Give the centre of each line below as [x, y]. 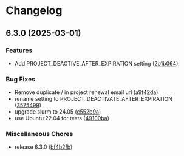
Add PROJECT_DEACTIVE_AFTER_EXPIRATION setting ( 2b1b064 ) [96, 63]
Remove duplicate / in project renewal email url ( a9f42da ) [86, 92]
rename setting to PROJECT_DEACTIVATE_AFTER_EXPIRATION [93, 99]
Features [19, 50]
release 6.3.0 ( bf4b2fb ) [43, 147]
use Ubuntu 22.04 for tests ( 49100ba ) [62, 118]
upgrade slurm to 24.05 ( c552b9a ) [58, 112]
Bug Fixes [21, 79]
